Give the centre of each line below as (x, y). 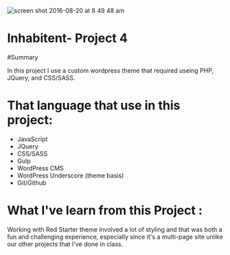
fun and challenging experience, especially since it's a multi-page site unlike (115, 236)
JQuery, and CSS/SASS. (41, 77)
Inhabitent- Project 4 (68, 38)
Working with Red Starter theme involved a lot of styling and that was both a (115, 229)
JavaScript (32, 139)
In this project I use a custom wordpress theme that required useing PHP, (111, 70)
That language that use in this (94, 106)
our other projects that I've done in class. (65, 244)
